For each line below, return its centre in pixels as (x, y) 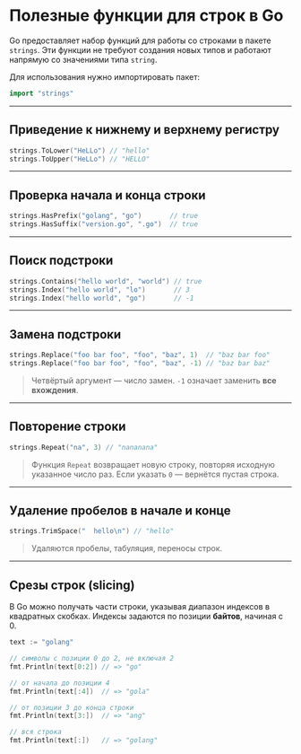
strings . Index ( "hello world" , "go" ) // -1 (102, 298)
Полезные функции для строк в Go (146, 16)
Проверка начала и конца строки (107, 195)
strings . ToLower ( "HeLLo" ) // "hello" (80, 150)
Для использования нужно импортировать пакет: (104, 76)
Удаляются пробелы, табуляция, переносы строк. (127, 548)
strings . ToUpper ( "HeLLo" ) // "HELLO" (80, 159)
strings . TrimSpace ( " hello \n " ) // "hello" (92, 531)
